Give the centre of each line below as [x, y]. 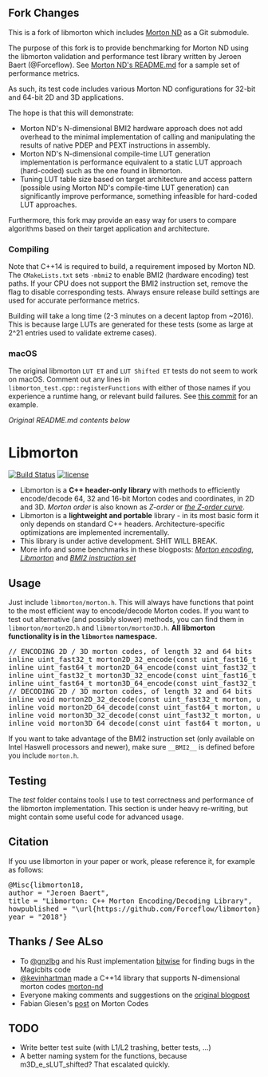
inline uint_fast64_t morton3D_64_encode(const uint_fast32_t [132, 683]
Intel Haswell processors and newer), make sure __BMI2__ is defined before [132, 747]
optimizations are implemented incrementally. [95, 533]
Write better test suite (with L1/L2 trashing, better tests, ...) [115, 1047]
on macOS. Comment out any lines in [69, 379]
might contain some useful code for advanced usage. [96, 817]
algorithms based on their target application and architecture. [109, 228]
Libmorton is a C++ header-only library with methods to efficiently [130, 490]
